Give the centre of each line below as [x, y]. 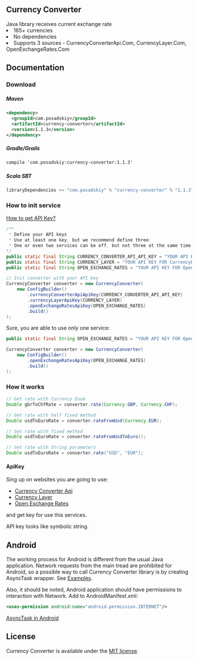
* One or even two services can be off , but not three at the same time [100, 246]
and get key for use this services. [47, 515]
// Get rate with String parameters [51, 448]
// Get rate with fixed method [44, 431]
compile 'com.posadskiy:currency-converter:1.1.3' [70, 163]
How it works [25, 387]
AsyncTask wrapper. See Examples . [49, 578]
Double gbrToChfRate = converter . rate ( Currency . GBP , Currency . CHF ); [92, 405]
